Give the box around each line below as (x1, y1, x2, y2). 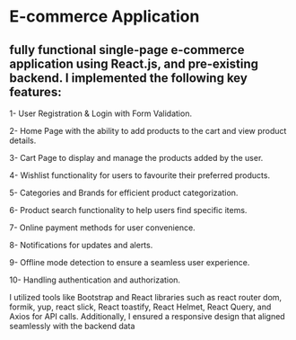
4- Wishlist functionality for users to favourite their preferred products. (9, 170, 271, 181)
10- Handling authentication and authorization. (9, 274, 181, 285)
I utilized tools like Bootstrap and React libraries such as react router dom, (9, 292, 283, 302)
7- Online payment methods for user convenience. (9, 222, 196, 233)
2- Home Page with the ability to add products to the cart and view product (9, 126, 287, 136)
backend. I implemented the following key (9, 70, 248, 85)
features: (9, 84, 62, 100)
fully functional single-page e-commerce (9, 42, 245, 58)
